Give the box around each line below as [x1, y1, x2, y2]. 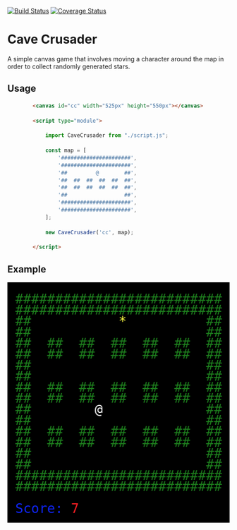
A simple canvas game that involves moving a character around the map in [7, 54, 224, 63]
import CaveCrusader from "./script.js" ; [44, 132, 169, 139]
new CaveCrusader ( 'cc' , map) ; [44, 229, 134, 236]
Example [7, 263, 47, 275]
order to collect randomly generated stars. [7, 62, 130, 71]
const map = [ [44, 147, 87, 154]
